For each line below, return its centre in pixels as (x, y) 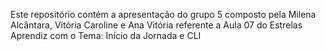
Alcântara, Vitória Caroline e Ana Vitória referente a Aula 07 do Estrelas (156, 25)
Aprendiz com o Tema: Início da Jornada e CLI (106, 35)
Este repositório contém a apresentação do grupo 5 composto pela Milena (163, 14)
